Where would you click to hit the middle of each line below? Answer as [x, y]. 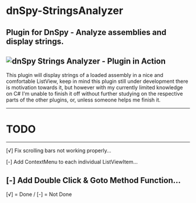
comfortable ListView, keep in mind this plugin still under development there [97, 81]
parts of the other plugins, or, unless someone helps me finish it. [83, 100]
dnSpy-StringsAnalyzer [65, 11]
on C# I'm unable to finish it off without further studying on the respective [94, 94]
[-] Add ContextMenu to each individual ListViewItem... [72, 162]
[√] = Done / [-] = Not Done [39, 194]
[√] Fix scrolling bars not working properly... [59, 150]
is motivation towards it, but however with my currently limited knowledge [94, 87]
